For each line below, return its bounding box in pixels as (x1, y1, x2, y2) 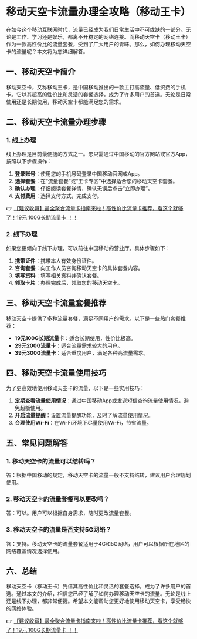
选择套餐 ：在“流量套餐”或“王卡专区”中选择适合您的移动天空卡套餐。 (14, 177, 178, 185)
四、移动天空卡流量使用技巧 (6, 368, 107, 378)
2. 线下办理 (6, 230, 38, 238)
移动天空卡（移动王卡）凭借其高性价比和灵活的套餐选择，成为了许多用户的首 (6, 583, 191, 590)
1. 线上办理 (6, 136, 36, 144)
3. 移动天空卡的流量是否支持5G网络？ (6, 526, 111, 534)
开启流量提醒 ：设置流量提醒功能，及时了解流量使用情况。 (14, 412, 154, 419)
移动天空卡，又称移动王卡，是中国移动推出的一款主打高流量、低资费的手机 (6, 83, 186, 90)
